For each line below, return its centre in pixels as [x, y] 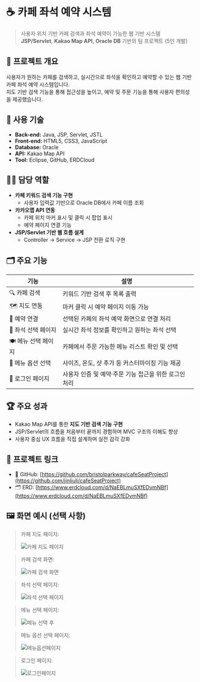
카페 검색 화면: [37, 559]
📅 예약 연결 [24, 319]
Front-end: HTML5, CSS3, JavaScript [61, 141]
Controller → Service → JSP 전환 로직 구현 [75, 240]
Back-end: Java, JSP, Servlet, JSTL [59, 134]
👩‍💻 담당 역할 [28, 180]
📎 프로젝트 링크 [32, 459]
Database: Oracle [37, 147]
